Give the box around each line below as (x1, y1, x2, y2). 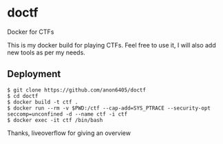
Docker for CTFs (7, 28, 54, 36)
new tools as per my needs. (7, 48, 86, 56)
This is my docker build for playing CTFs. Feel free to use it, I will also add (7, 41, 216, 49)
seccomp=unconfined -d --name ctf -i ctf (7, 110, 128, 118)
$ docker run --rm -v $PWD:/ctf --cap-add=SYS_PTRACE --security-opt (7, 105, 211, 112)
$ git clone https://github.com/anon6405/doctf (7, 86, 147, 94)
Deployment (7, 68, 61, 80)
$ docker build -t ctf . (7, 99, 78, 105)
